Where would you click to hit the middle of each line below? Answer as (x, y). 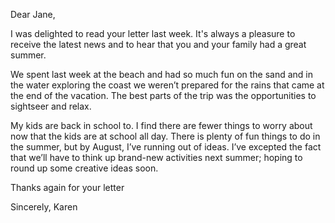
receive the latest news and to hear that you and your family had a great (158, 44)
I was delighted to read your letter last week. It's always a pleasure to (153, 33)
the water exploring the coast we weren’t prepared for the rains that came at (167, 85)
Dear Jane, (33, 14)
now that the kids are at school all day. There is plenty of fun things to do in (165, 136)
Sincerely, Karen (44, 207)
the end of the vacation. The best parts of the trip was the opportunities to (163, 95)
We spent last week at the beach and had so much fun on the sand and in (162, 74)
